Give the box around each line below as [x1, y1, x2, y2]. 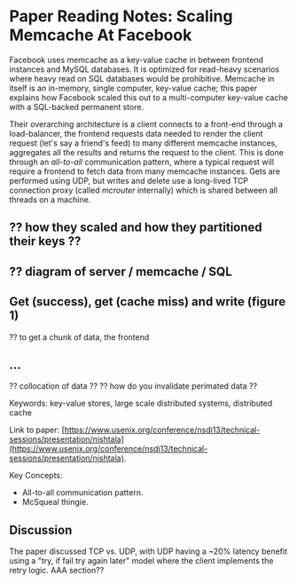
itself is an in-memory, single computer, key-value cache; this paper [9, 83, 258, 93]
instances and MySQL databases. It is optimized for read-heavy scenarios [9, 64, 280, 75]
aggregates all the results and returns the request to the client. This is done [9, 146, 284, 157]
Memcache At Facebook [9, 25, 192, 45]
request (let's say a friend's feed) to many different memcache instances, [9, 138, 277, 148]
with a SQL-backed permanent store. [9, 101, 145, 112]
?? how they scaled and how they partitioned [9, 220, 263, 235]
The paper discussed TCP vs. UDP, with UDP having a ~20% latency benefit [9, 546, 288, 556]
